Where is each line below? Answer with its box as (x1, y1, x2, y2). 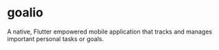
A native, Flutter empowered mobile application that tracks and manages (7, 27, 213, 36)
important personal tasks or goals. (7, 34, 104, 42)
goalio (7, 5, 43, 21)
